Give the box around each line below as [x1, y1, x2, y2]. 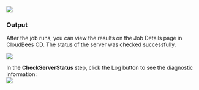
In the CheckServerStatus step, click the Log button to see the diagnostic [6, 64, 193, 72]
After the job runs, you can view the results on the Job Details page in [6, 35, 182, 42]
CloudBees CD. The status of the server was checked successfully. [6, 41, 176, 48]
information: [6, 71, 37, 78]
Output [6, 21, 28, 29]
